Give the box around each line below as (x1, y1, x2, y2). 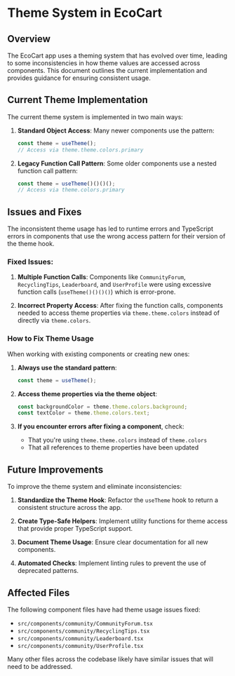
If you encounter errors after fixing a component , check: (17, 422, 184, 431)
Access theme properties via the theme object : (17, 389, 158, 398)
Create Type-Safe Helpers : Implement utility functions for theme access (17, 517, 228, 525)
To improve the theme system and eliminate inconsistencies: (7, 482, 182, 491)
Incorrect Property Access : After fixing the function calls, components (17, 302, 223, 310)
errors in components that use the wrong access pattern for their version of (7, 232, 226, 241)
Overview (7, 33, 51, 45)
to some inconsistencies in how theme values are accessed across (7, 59, 201, 67)
